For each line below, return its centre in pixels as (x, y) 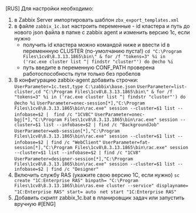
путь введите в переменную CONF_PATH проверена (89, 67)
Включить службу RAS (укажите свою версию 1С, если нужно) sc (97, 175)
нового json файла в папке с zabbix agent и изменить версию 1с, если (102, 32)
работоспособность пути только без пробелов (82, 74)
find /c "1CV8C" (74, 114)
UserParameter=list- (162, 87)
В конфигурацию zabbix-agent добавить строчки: (76, 80)
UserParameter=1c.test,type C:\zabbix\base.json (75, 87)
